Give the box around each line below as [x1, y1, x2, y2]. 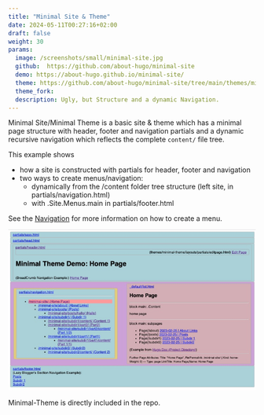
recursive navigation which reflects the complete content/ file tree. [8, 134, 225, 145]
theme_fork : [15, 87, 55, 95]
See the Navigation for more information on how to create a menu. [8, 214, 222, 223]
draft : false [8, 29, 51, 37]
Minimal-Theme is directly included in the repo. [8, 398, 161, 407]
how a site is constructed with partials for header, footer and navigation [19, 165, 251, 174]
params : [8, 46, 34, 54]
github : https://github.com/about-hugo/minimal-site [15, 63, 195, 71]
